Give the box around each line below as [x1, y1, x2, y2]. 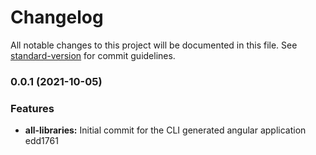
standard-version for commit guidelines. [10, 49, 176, 61]
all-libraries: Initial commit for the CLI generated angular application [24, 124, 307, 136]
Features [10, 101, 55, 115]
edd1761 [24, 135, 59, 147]
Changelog [10, 6, 104, 29]
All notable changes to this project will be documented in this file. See [10, 39, 298, 51]
